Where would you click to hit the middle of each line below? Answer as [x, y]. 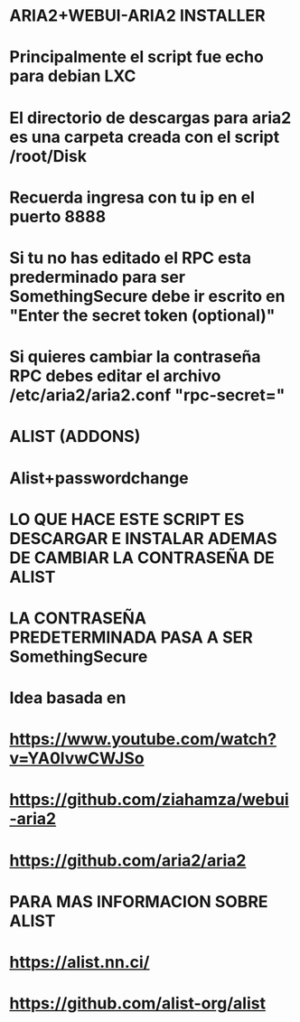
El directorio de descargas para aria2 [150, 117]
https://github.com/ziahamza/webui [149, 800]
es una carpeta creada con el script [145, 137]
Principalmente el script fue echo [136, 57]
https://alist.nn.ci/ [80, 962]
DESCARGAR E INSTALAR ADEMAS [143, 538]
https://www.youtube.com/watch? [143, 740]
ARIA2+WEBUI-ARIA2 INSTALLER [137, 16]
